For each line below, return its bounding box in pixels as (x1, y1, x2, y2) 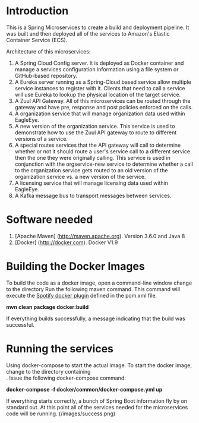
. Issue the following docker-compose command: (6, 374, 126, 381)
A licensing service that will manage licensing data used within (14, 179, 168, 187)
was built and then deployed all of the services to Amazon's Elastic (6, 30, 170, 37)
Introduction (6, 4, 69, 18)
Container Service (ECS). (6, 36, 68, 43)
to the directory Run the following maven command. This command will (6, 285, 180, 292)
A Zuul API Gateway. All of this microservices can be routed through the (14, 97, 191, 105)
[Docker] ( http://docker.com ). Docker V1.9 (14, 239, 118, 246)
